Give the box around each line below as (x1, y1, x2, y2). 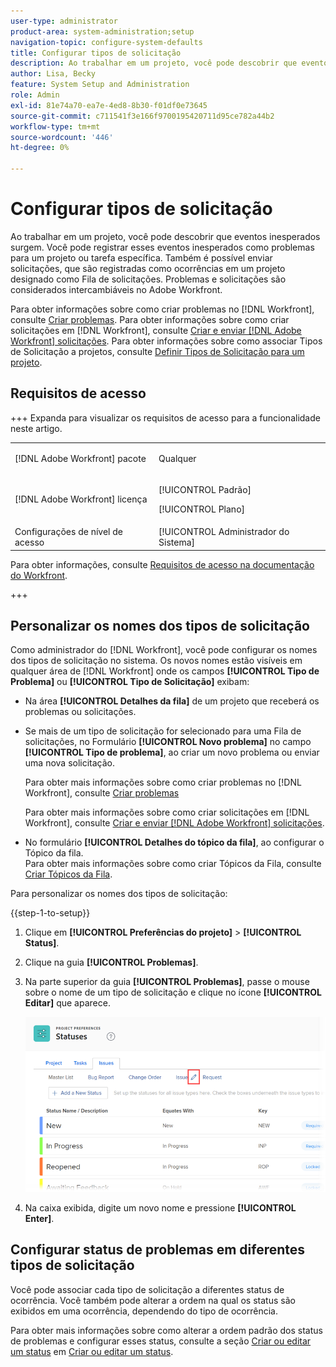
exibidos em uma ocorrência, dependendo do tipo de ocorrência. (10, 1305, 278, 1317)
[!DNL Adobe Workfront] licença (14, 493, 148, 505)
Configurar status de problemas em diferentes (10, 1241, 306, 1259)
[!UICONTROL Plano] (158, 503, 246, 515)
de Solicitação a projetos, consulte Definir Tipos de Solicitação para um (10, 345, 305, 357)
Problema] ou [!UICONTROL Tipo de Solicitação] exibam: (10, 676, 250, 688)
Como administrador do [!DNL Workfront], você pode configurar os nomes (10, 644, 318, 656)
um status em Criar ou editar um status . (10, 1345, 174, 1357)
